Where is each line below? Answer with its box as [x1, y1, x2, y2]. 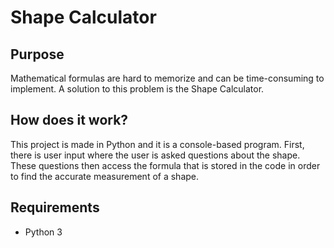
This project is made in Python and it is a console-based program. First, [10, 138, 305, 150]
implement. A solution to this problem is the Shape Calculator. [10, 83, 265, 95]
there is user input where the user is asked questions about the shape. [10, 149, 301, 161]
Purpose [10, 46, 65, 63]
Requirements [10, 199, 100, 216]
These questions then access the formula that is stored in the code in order [10, 159, 321, 171]
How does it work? [10, 112, 129, 129]
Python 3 [24, 226, 63, 238]
